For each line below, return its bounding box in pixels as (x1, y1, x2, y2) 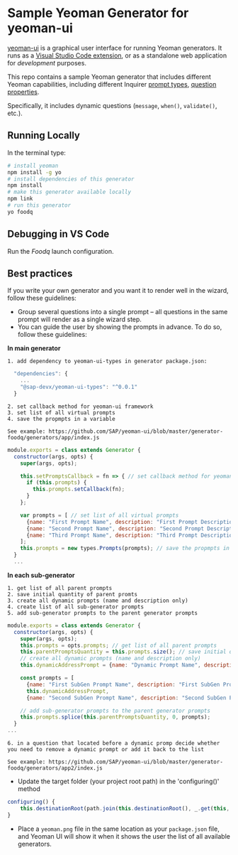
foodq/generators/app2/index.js (7, 765, 103, 772)
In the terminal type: (7, 148, 66, 157)
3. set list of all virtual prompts (7, 409, 115, 416)
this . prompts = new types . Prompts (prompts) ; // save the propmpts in (20, 545, 230, 552)
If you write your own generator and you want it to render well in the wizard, (7, 286, 229, 295)
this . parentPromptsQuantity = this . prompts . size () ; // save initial (20, 648, 227, 655)
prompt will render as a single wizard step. (17, 315, 142, 324)
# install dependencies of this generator (7, 176, 135, 183)
